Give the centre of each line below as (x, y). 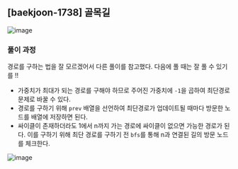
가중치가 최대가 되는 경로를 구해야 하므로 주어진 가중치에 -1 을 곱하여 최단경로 (124, 91)
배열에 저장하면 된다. (59, 117)
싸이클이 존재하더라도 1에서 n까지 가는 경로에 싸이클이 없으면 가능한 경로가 (120, 126)
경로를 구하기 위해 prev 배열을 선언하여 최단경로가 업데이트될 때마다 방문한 (120, 108)
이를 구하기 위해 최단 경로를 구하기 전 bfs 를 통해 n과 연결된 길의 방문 (121, 135)
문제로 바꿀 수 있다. (44, 99)
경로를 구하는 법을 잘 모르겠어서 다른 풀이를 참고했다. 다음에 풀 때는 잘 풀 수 (111, 66)
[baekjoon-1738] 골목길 (59, 13)
